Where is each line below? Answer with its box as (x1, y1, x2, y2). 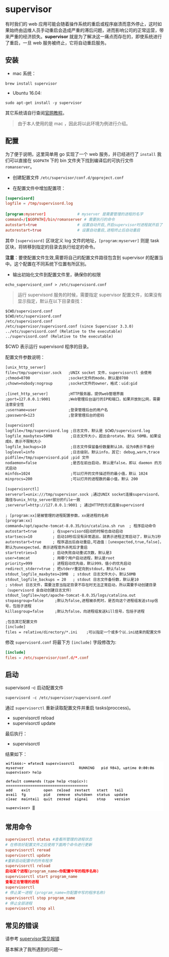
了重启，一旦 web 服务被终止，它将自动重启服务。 (5, 39, 109, 46)
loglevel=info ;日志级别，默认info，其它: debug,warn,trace (5, 449, 160, 455)
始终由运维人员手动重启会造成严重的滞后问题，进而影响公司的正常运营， (9, 27, 159, 33)
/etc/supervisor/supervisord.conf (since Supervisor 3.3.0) (5, 324, 134, 329)
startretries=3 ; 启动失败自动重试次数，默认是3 (5, 550, 112, 555)
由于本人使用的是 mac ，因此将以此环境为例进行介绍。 (17, 120, 131, 127)
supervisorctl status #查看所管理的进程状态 (5, 837, 93, 842)
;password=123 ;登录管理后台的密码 (5, 413, 105, 418)
